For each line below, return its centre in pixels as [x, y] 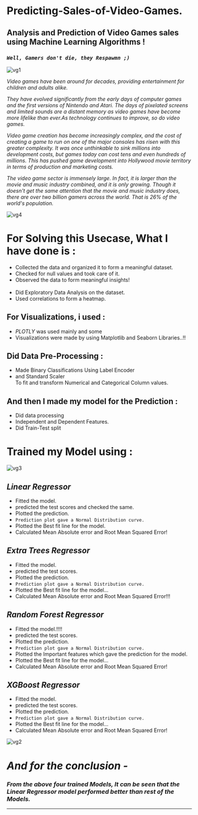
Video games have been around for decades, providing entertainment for [95, 81]
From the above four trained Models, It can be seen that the [93, 784]
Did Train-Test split [38, 428]
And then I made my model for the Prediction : [92, 401]
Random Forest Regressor [56, 615]
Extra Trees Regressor [48, 551]
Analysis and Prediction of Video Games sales [93, 33]
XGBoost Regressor [43, 685]
